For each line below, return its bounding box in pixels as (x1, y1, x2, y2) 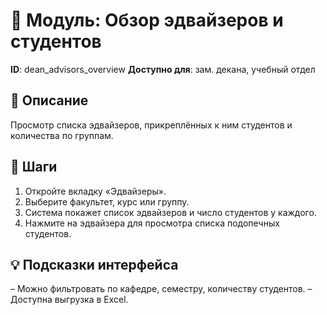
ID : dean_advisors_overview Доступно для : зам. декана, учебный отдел (10, 63, 316, 75)
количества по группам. (10, 129, 114, 141)
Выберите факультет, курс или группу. (24, 195, 190, 208)
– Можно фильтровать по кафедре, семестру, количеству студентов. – (10, 283, 313, 295)
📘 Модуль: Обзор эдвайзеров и (10, 9, 284, 32)
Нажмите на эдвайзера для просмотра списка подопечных (24, 217, 280, 229)
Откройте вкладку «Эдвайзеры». (24, 185, 167, 197)
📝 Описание (10, 92, 89, 109)
